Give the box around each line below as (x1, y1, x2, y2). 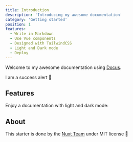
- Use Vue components (10, 36, 56, 41)
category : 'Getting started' (5, 17, 68, 22)
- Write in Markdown (10, 31, 54, 36)
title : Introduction (5, 7, 50, 13)
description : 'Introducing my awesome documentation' (5, 12, 123, 17)
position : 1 (5, 21, 31, 27)
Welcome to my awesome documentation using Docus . (5, 64, 122, 70)
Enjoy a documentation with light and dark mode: (5, 103, 109, 109)
